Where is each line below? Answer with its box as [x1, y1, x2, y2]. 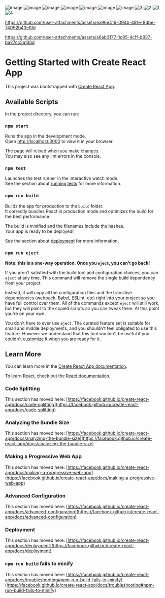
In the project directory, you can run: [5, 111, 79, 117]
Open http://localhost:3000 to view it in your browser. [5, 139, 114, 144]
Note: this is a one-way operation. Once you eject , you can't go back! [5, 260, 150, 266]
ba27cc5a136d [5, 39, 35, 45]
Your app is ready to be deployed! [5, 228, 74, 234]
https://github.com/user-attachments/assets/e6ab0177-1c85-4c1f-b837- [5, 35, 153, 40]
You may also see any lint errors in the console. [5, 153, 101, 159]
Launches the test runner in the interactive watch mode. [5, 176, 119, 181]
